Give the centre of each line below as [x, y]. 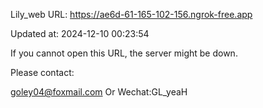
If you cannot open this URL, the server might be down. [124, 53]
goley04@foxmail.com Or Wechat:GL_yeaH [99, 92]
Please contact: [42, 72]
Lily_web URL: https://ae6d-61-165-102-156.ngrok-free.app [131, 14]
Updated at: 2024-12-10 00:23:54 [80, 33]
